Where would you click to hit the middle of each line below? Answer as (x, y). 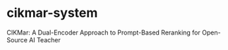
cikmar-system (52, 13)
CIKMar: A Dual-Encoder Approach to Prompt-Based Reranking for (103, 32)
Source (17, 39)
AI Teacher (44, 39)
